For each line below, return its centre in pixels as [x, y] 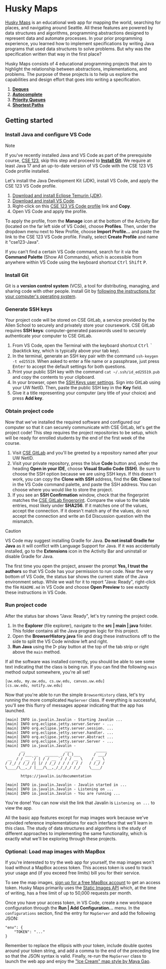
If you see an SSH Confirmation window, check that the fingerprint [81, 495]
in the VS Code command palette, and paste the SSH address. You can [84, 484]
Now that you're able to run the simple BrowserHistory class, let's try [75, 694]
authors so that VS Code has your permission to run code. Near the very [79, 571]
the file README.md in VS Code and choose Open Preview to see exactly [77, 587]
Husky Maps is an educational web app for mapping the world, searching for [83, 22]
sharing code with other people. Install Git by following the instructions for [81, 291]
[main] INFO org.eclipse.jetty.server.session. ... [59, 728]
